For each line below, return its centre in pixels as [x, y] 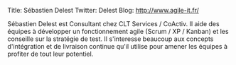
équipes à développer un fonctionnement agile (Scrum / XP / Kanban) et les [118, 31]
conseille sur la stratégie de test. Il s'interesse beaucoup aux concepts [111, 39]
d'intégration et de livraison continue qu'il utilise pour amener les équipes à [118, 46]
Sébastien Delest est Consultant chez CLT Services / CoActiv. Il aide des [113, 24]
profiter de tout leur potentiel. [50, 54]
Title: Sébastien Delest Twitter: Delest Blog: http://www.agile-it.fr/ [103, 10]
